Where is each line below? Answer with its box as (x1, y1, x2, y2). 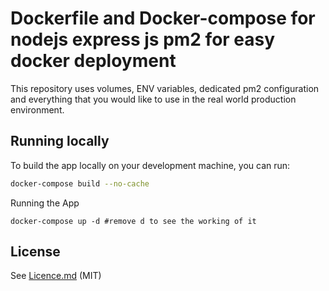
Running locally (10, 133, 110, 150)
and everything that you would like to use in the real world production (10, 93, 297, 105)
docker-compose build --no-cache (10, 178, 150, 189)
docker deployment (10, 50, 177, 72)
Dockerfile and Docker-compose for (10, 7, 316, 30)
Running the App (10, 197, 80, 209)
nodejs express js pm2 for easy (10, 28, 276, 51)
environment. (10, 103, 65, 116)
